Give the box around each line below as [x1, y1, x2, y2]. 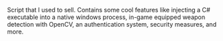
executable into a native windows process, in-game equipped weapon [7, 13, 206, 21]
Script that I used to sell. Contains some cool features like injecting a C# [7, 6, 211, 14]
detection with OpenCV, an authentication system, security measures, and [7, 20, 217, 28]
